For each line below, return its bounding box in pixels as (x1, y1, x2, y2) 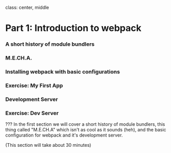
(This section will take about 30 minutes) (5, 142, 91, 148)
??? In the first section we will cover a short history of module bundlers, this (5, 121, 165, 127)
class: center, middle (5, 5, 49, 10)
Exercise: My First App (5, 82, 63, 89)
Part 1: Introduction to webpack (5, 23, 142, 34)
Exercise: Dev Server (5, 109, 59, 117)
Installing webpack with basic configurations (5, 68, 120, 75)
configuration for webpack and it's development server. (5, 132, 123, 138)
